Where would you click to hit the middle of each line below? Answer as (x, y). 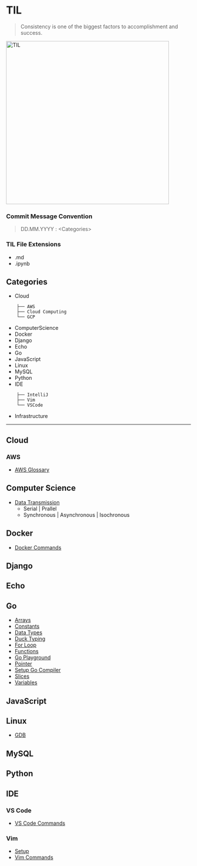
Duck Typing (30, 639)
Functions (27, 651)
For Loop (26, 645)
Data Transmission (37, 502)
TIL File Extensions (34, 245)
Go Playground (33, 658)
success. (31, 32)
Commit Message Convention (49, 216)
